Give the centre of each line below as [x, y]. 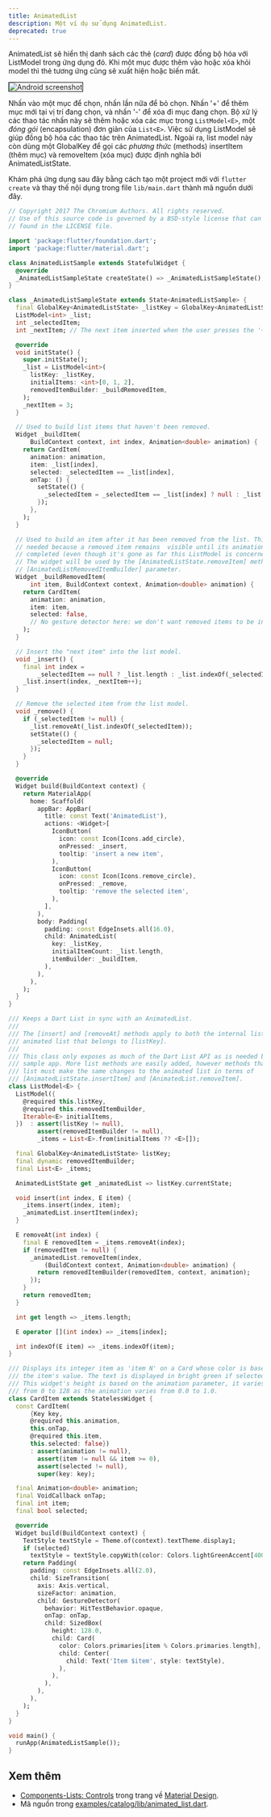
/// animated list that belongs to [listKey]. [88, 1041]
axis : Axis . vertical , [74, 1586]
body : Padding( [63, 921]
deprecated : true [38, 31]
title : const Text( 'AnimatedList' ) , [106, 816]
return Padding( [50, 1563]
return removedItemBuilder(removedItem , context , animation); [144, 1273]
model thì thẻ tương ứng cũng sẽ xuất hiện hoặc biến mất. [104, 71]
